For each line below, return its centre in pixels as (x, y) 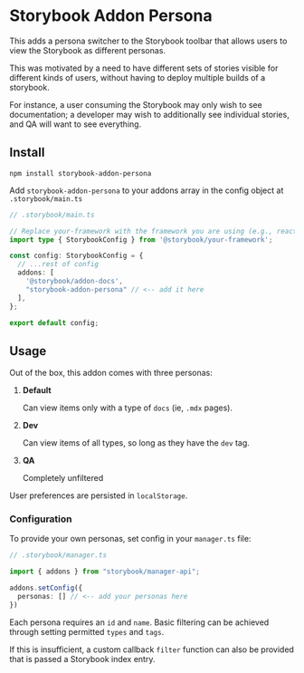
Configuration (41, 519)
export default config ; (54, 322)
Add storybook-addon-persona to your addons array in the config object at (147, 190)
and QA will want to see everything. (76, 124)
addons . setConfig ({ (46, 588)
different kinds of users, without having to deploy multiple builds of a (138, 77)
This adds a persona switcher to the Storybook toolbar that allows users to (148, 41)
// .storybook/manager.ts (58, 555)
